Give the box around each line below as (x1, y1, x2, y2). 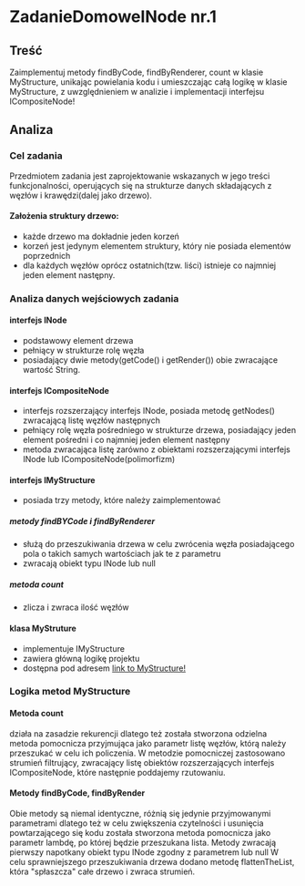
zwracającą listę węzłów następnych (22, 415, 161, 426)
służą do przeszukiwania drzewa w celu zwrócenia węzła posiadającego (22, 539, 295, 550)
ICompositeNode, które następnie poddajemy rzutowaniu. (9, 767, 226, 778)
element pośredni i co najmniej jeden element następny (22, 435, 230, 446)
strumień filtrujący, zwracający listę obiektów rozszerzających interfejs (9, 757, 275, 768)
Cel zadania (9, 149, 63, 162)
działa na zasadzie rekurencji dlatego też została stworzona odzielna (9, 727, 268, 739)
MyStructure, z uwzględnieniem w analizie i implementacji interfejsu (9, 87, 265, 97)
